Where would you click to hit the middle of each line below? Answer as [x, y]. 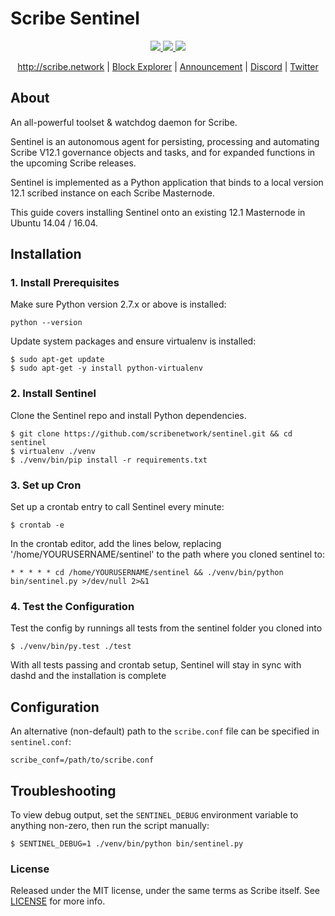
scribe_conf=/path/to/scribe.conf [82, 760]
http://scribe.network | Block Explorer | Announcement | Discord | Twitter [168, 66]
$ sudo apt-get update [57, 360]
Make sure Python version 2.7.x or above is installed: [118, 304]
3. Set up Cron [46, 485]
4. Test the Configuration [72, 606]
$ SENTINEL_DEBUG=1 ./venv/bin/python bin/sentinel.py [127, 843]
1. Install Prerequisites [65, 283]
